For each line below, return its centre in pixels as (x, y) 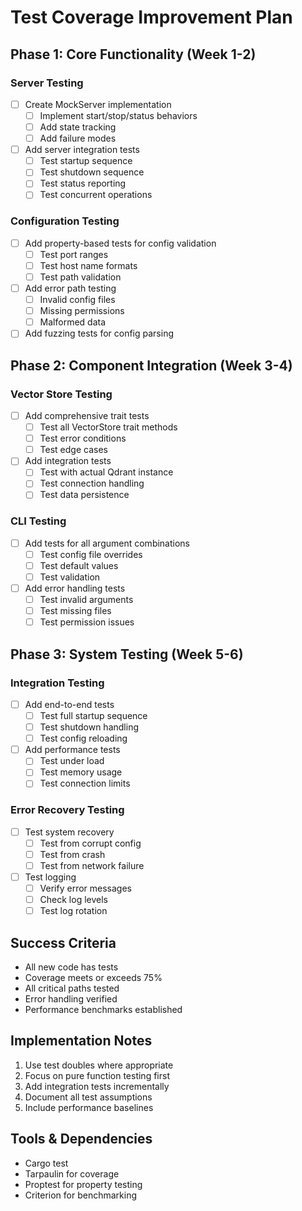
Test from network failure (92, 865)
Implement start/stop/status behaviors (118, 115)
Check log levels (73, 900)
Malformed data (73, 322)
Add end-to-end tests (69, 704)
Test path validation (80, 277)
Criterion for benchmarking (81, 1195)
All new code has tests (71, 967)
